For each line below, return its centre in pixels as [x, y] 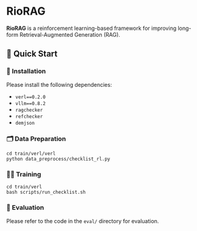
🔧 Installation [26, 71]
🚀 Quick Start [32, 54]
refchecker [29, 116]
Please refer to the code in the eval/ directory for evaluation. [83, 221]
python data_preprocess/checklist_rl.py [59, 159]
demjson [25, 123]
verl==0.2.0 [30, 97]
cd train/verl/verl [31, 153]
